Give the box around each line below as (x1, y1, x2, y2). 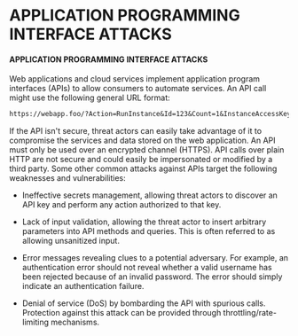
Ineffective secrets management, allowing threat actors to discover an (21, 190, 278, 200)
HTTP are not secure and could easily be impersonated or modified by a (9, 154, 273, 165)
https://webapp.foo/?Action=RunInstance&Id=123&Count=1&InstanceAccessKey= (9, 110, 295, 119)
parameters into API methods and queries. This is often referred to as (21, 226, 276, 237)
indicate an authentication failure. (21, 281, 145, 292)
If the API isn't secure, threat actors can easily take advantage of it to (9, 126, 263, 137)
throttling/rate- (223, 308, 278, 318)
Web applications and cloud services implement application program (9, 74, 260, 84)
